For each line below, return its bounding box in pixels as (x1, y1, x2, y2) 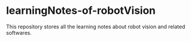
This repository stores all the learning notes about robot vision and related (6, 23, 185, 30)
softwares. (6, 29, 32, 36)
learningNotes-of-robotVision (6, 4, 156, 17)
